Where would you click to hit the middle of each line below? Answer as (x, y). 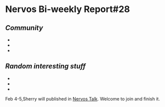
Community (24, 28)
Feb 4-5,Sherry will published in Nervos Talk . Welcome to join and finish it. (83, 98)
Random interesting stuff (45, 66)
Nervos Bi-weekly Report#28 (68, 9)
